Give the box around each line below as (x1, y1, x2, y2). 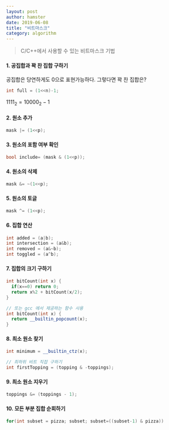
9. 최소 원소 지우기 (6, 378, 48, 385)
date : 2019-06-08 (6, 19, 49, 25)
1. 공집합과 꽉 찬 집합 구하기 (6, 62, 69, 69)
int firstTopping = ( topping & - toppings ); (6, 365, 114, 371)
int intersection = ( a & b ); (6, 241, 72, 246)
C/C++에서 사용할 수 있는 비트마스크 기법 (20, 48, 116, 55)
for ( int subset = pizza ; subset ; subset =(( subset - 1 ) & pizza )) (6, 418, 164, 424)
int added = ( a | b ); (6, 235, 54, 241)
